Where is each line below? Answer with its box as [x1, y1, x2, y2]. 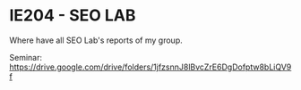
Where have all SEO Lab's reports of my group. [9, 35, 183, 45]
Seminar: [9, 52, 43, 62]
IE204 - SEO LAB [9, 5, 136, 26]
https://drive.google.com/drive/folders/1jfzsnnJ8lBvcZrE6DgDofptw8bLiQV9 [9, 61, 292, 72]
